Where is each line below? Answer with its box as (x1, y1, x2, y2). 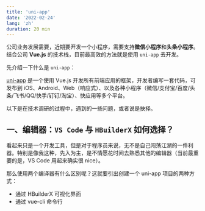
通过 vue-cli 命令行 (15, 198, 63, 206)
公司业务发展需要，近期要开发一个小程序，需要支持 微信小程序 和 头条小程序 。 (6, 43, 199, 50)
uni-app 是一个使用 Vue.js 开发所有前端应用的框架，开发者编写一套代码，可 (6, 77, 196, 84)
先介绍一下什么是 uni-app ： (6, 64, 76, 71)
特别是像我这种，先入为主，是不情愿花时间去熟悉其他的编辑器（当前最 (16, 150, 193, 157)
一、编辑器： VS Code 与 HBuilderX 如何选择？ (6, 124, 174, 134)
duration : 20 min (6, 26, 51, 32)
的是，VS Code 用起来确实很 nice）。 (11, 157, 104, 164)
